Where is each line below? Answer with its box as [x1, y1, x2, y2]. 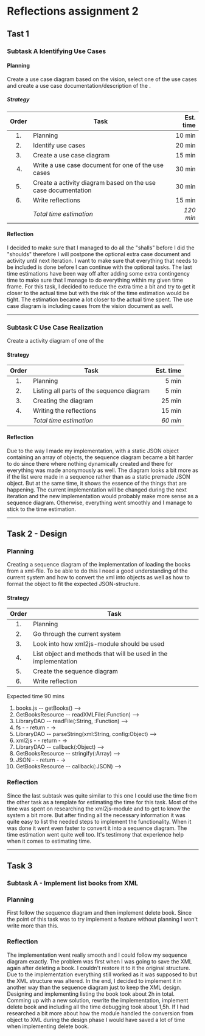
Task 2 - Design [7, 529, 68, 539]
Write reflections [33, 196, 81, 204]
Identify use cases [33, 141, 86, 149]
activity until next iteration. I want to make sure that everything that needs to [7, 257, 198, 264]
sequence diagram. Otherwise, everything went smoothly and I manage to [7, 499, 193, 506]
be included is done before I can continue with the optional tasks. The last [7, 263, 192, 271]
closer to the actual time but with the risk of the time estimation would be [7, 289, 190, 296]
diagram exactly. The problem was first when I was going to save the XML [7, 957, 192, 965]
